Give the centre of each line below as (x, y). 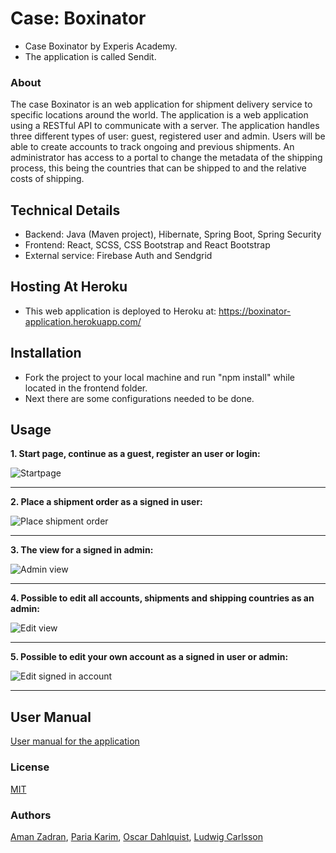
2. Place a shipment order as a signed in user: (106, 502)
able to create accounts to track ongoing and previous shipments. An (152, 147)
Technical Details (65, 210)
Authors (31, 815)
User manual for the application (75, 741)
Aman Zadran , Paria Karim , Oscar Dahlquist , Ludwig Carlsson (137, 836)
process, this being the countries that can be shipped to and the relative (158, 168)
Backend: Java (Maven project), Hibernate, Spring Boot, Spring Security (173, 234)
